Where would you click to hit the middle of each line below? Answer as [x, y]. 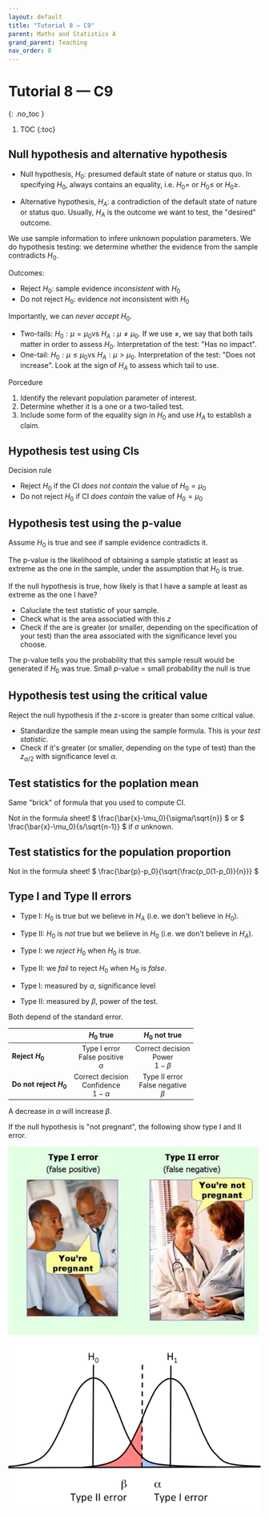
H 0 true [101, 1036]
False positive [101, 1057]
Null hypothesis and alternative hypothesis [118, 155]
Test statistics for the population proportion [120, 852]
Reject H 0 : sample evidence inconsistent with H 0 [100, 289]
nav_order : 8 [30, 51]
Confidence [101, 1085]
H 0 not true [163, 1036]
